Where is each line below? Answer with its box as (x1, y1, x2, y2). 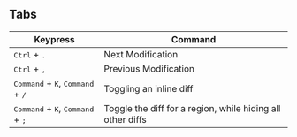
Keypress (34, 33, 75, 45)
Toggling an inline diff (103, 82, 194, 95)
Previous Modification (103, 62, 194, 74)
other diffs (103, 113, 148, 126)
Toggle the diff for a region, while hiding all (103, 102, 281, 114)
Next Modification (103, 48, 179, 60)
